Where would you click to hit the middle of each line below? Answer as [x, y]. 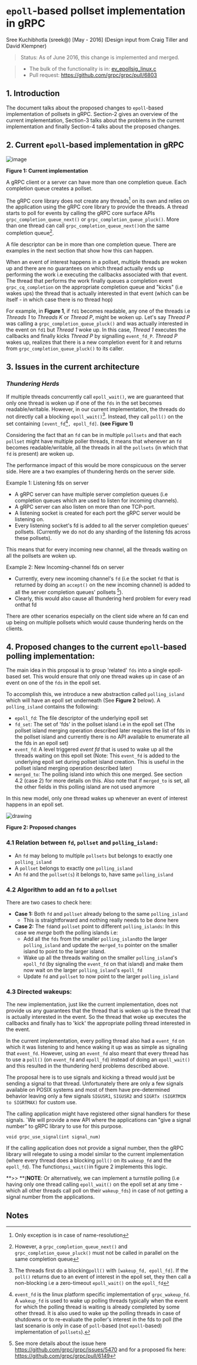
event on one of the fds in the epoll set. [54, 683]
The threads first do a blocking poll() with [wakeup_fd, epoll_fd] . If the [101, 1271]
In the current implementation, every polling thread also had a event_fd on [96, 1041]
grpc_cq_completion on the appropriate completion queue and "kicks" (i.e [94, 287]
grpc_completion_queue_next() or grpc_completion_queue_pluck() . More [93, 220]
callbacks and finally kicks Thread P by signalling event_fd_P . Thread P [92, 336]
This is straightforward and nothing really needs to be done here [101, 920]
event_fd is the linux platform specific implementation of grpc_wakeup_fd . [102, 1294]
